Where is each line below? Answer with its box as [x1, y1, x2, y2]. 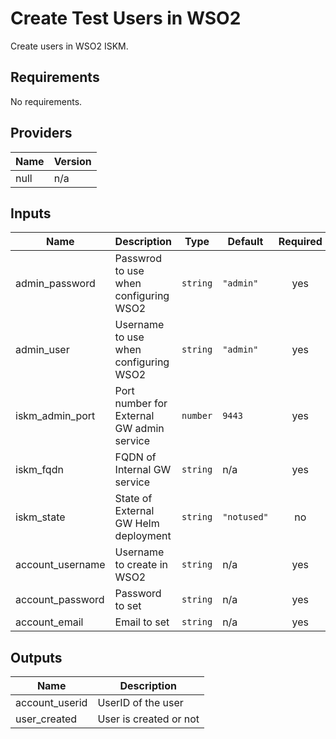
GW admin [114, 422, 165, 436]
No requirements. [10, 95, 83, 107]
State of [114, 492, 153, 506]
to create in [114, 558, 168, 572]
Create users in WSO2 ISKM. [10, 40, 129, 52]
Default [227, 235, 264, 249]
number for [114, 397, 168, 411]
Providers [10, 125, 73, 142]
